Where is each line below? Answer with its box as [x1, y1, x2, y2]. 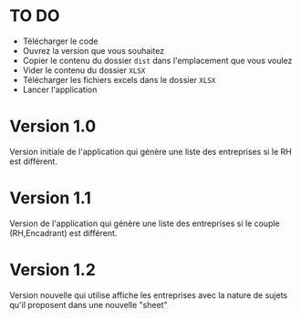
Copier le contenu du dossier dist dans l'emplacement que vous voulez [22, 55, 293, 66]
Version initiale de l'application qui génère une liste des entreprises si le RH [9, 146, 292, 157]
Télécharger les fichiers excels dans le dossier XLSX [22, 74, 216, 85]
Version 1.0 [9, 116, 97, 137]
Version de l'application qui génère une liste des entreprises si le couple [9, 218, 280, 229]
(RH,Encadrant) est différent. [9, 227, 118, 238]
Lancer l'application [22, 84, 98, 95]
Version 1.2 [9, 260, 96, 280]
